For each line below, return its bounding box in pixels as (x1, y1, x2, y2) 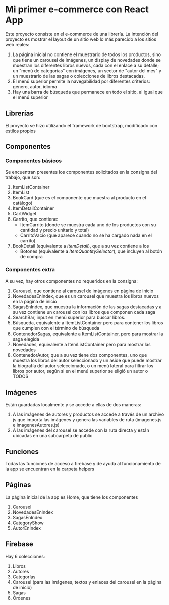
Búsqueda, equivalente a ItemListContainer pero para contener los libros (12, 319, 163, 326)
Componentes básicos (5, 157, 62, 164)
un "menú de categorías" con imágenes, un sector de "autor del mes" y (12, 67, 161, 74)
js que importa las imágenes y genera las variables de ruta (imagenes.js (12, 416, 162, 422)
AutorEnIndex (12, 525, 41, 531)
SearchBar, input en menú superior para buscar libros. (12, 314, 126, 320)
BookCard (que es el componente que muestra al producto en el (12, 195, 146, 201)
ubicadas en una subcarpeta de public (12, 432, 93, 438)
